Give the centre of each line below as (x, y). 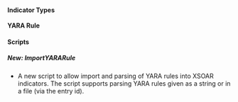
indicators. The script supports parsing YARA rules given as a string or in (124, 83)
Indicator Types (31, 10)
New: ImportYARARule (42, 58)
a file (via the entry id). (51, 91)
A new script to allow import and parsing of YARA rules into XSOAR (116, 76)
